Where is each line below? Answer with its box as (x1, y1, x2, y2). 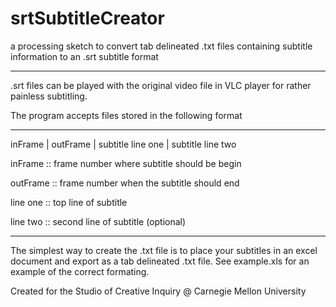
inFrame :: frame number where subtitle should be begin (10, 157, 242, 169)
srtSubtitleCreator (10, 7, 165, 30)
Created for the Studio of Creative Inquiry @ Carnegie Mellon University (10, 285, 307, 297)
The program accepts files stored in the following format (10, 109, 243, 121)
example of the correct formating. (10, 265, 150, 277)
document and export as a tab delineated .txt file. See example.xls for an (10, 255, 310, 267)
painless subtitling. (10, 90, 88, 102)
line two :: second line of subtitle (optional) (10, 215, 187, 227)
